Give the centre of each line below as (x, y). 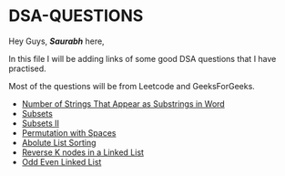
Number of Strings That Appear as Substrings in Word (123, 104)
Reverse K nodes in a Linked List (83, 152)
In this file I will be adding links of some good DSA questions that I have (142, 58)
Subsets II (41, 123)
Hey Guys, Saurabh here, (57, 41)
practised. (27, 68)
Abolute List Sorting (59, 142)
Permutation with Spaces (69, 132)
